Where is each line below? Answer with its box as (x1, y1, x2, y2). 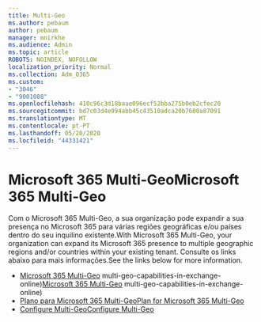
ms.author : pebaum (8, 19, 69, 27)
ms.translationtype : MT (8, 115, 87, 123)
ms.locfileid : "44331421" (8, 136, 93, 145)
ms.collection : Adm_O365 (8, 70, 90, 78)
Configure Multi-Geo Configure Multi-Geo (19, 305, 154, 314)
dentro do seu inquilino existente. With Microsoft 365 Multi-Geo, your (8, 230, 233, 240)
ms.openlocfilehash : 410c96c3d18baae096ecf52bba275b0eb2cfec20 (8, 100, 221, 108)
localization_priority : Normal (8, 63, 112, 71)
